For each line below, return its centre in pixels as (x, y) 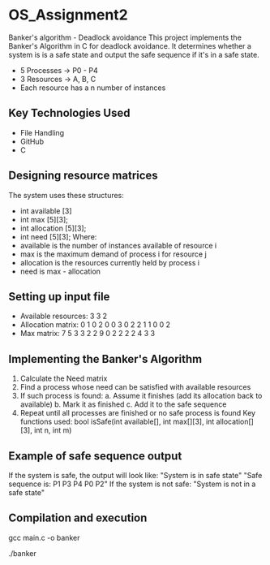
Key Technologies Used (69, 113)
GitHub (32, 141)
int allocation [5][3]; (53, 228)
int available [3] (46, 211)
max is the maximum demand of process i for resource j (113, 254)
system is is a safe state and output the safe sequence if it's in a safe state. (134, 54)
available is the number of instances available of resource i (118, 245)
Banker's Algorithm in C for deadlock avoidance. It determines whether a (130, 45)
